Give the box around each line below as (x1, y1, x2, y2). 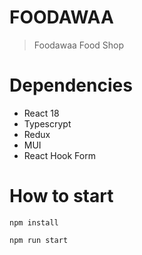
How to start (9, 185, 114, 208)
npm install (9, 217, 59, 228)
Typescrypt (23, 117, 72, 130)
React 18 (23, 107, 60, 119)
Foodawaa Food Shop (33, 39, 125, 51)
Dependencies (9, 74, 133, 97)
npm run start (9, 235, 69, 245)
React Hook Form (23, 149, 96, 161)
